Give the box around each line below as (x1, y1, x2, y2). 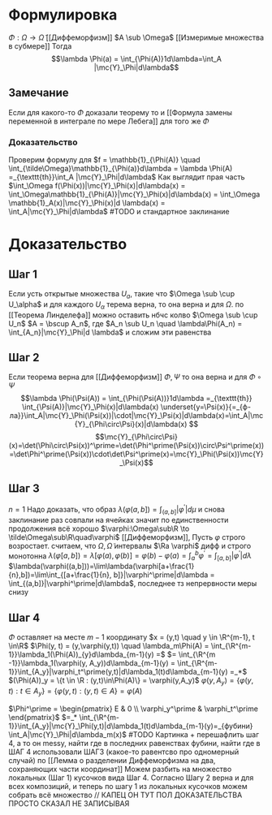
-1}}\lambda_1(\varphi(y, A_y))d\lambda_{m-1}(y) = (8, 658, 176, 667)
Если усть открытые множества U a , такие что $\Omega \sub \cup (8, 289, 235, 300)
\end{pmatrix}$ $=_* (8, 712, 78, 722)
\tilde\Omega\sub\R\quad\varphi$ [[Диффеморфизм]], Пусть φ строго (8, 532, 246, 541)
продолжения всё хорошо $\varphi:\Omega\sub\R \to (8, 524, 190, 533)
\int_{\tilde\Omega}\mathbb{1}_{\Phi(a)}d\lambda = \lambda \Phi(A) (8, 164, 233, 174)
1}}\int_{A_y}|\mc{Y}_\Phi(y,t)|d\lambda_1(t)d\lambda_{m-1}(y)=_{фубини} (8, 721, 253, 731)
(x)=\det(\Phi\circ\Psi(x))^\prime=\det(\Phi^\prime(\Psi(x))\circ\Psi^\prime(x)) (8, 441, 265, 451)
